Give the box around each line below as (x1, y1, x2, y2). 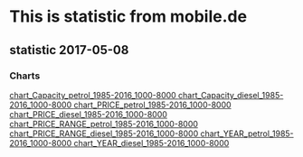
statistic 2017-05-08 (9, 42, 129, 58)
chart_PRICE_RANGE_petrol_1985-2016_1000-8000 (9, 118, 199, 129)
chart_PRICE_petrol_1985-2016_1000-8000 (73, 99, 232, 110)
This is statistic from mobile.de (9, 6, 247, 27)
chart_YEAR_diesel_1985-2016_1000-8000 (73, 137, 230, 148)
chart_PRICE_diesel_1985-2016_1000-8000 (9, 108, 167, 119)
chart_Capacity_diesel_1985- (177, 89, 284, 100)
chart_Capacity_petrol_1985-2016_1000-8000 (9, 89, 176, 100)
